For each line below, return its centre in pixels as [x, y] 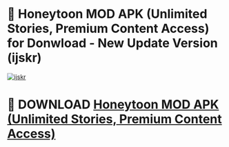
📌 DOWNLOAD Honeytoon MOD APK [113, 105]
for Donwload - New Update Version [113, 43]
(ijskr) [24, 58]
